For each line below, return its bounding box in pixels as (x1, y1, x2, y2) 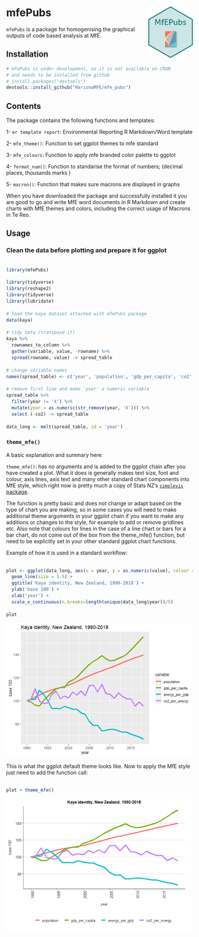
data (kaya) (6, 317, 33, 323)
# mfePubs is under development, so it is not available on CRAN (6, 65, 171, 71)
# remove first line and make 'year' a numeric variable (6, 386, 150, 392)
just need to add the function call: (6, 769, 88, 776)
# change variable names (6, 367, 68, 373)
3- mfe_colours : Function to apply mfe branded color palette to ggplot (6, 152, 176, 159)
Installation (6, 49, 49, 59)
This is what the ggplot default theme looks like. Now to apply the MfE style (6, 762, 191, 770)
